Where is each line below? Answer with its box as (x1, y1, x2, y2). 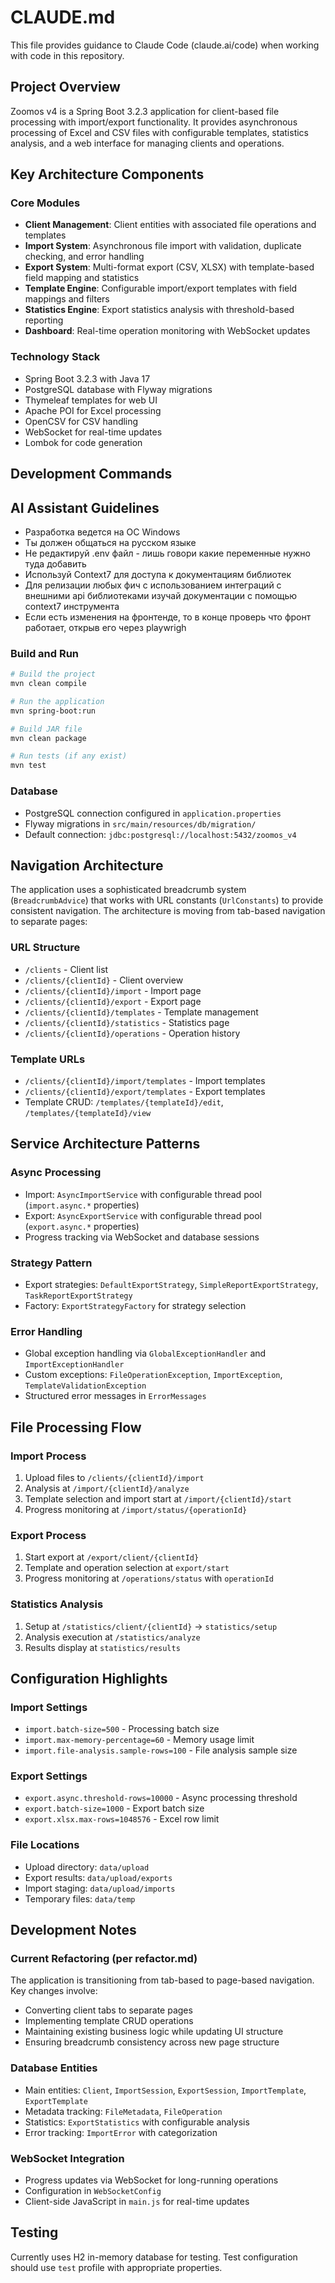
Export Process (10, 1528, 87, 1542)
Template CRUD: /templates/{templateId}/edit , (24, 1096, 224, 1108)
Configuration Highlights (10, 1670, 168, 1687)
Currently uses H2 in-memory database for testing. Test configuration (10, 2251, 298, 2263)
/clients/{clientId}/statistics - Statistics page (24, 1016, 230, 1028)
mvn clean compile (10, 679, 87, 689)
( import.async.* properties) (24, 1199, 140, 1211)
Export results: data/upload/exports (24, 1871, 173, 1883)
